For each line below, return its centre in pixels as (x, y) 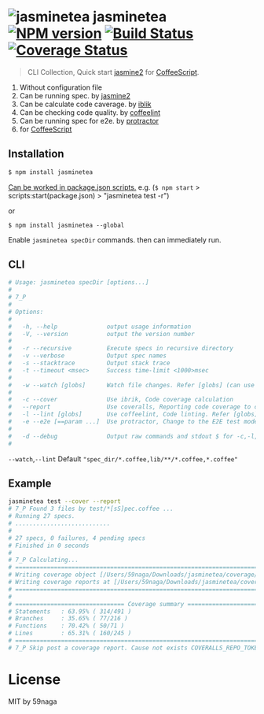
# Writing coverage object (52, 575)
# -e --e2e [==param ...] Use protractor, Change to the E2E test (125, 422)
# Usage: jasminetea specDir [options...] (79, 283)
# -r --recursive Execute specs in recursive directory (121, 349)
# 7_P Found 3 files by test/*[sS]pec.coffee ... (91, 509)
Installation (36, 154)
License (35, 679)
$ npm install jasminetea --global (66, 225)
